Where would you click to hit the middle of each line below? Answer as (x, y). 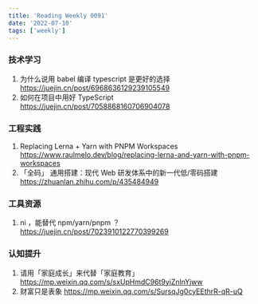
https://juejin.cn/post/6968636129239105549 (94, 88)
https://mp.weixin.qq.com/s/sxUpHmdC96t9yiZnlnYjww (111, 282)
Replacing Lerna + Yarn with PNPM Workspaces (99, 146)
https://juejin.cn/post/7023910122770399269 (94, 231)
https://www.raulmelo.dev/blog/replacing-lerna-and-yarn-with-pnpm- (135, 154)
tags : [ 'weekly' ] (37, 30)
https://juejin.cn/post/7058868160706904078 (95, 106)
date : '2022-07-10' (41, 23)
